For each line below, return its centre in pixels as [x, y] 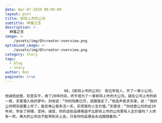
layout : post [18, 14]
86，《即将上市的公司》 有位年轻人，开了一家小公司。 [110, 91]
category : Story [21, 54]
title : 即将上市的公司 [25, 18]
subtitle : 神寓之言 [23, 23]
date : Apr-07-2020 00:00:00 [33, 9]
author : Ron [17, 72]
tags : [10, 59]
